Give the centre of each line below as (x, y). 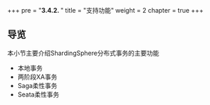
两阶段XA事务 (37, 77)
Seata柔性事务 (38, 94)
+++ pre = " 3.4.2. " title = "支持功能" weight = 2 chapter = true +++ (105, 10)
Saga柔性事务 (37, 85)
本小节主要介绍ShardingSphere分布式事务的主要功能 (84, 53)
